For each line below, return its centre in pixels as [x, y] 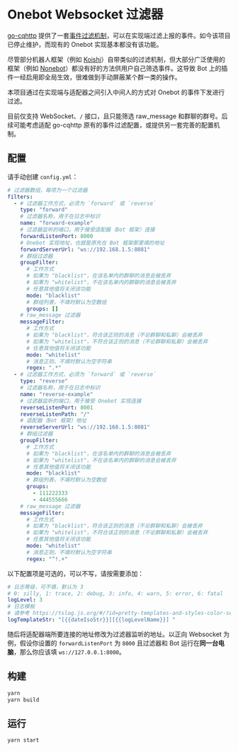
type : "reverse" [44, 381]
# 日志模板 [21, 606]
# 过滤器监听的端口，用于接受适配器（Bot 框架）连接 [88, 230]
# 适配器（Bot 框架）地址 [53, 421]
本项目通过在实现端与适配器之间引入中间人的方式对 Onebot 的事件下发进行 [116, 92]
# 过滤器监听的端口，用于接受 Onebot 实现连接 [81, 401]
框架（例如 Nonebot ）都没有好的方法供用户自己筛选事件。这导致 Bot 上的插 [118, 68]
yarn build [23, 700]
